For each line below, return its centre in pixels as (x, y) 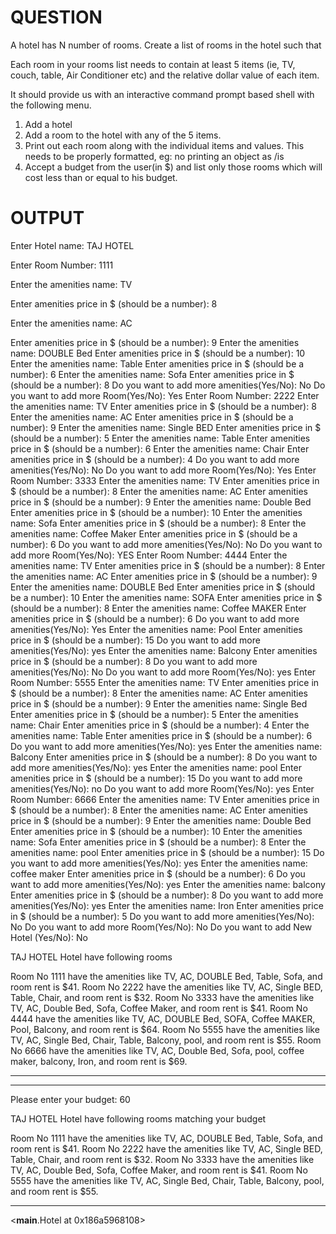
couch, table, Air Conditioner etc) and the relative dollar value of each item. (165, 75)
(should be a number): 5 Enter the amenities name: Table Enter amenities (160, 438)
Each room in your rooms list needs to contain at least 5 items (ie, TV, (153, 64)
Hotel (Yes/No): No (49, 937)
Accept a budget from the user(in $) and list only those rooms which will (173, 167)
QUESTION (56, 17)
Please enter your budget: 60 (70, 1099)
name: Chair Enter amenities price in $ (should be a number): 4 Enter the (160, 725)
